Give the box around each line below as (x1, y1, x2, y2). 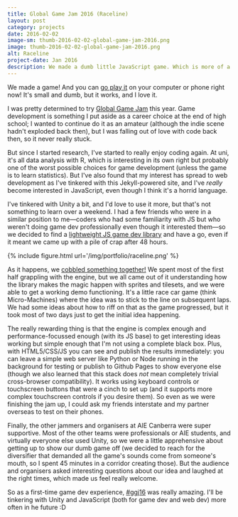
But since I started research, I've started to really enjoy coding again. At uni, (7, 148, 229, 156)
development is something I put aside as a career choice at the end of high (7, 112, 227, 120)
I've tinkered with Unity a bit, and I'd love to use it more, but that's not (7, 200, 211, 208)
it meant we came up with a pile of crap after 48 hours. (7, 238, 168, 246)
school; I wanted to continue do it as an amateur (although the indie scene (7, 119, 225, 128)
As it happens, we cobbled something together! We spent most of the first (7, 265, 224, 274)
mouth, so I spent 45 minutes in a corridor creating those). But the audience (7, 459, 229, 467)
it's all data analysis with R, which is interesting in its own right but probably (7, 156, 229, 164)
